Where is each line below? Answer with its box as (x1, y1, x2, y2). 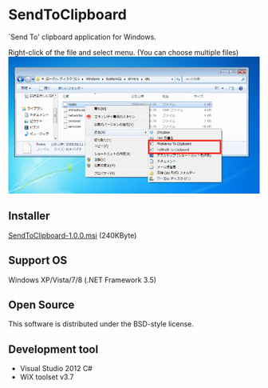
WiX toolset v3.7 (19, 372, 74, 382)
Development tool (8, 342, 99, 356)
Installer (8, 210, 50, 223)
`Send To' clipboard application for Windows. (8, 32, 157, 42)
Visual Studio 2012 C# (19, 364, 93, 374)
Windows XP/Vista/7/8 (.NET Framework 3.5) (8, 274, 157, 285)
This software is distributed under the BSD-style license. (8, 319, 194, 329)
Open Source (8, 298, 75, 311)
